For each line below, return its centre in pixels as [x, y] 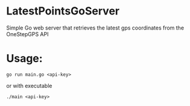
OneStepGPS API [27, 34]
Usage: [25, 59]
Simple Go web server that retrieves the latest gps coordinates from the [95, 28]
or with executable [29, 86]
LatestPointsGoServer [63, 11]
